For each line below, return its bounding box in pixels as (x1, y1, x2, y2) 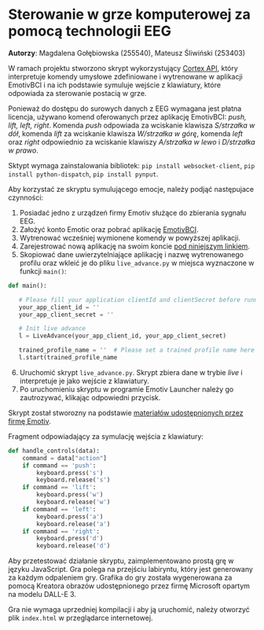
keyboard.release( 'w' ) (36, 498, 111, 507)
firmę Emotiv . (8, 416, 51, 426)
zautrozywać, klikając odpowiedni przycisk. (19, 392, 161, 402)
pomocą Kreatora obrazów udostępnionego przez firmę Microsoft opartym (8, 581, 250, 591)
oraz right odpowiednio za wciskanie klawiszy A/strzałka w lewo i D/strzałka (8, 137, 255, 146)
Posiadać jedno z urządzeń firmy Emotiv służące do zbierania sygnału (19, 208, 247, 217)
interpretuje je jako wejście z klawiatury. (19, 376, 149, 385)
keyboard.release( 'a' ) (36, 520, 111, 528)
